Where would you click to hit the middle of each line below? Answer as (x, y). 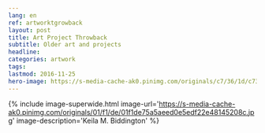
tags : (17, 67)
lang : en (22, 15)
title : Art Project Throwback (58, 37)
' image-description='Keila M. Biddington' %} (86, 120)
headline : (24, 52)
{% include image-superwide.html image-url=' (84, 104)
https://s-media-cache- (197, 104)
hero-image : (28, 81)
